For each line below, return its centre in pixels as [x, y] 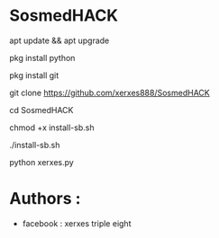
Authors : [45, 199]
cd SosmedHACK [41, 110]
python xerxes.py [41, 162]
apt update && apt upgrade [59, 40]
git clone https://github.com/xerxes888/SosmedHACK [109, 93]
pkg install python [42, 57]
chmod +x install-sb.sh [52, 128]
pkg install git [34, 75]
